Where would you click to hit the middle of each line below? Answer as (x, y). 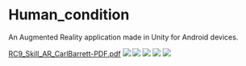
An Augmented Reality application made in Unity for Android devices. (123, 37)
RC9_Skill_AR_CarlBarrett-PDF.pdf (65, 53)
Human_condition (69, 15)
